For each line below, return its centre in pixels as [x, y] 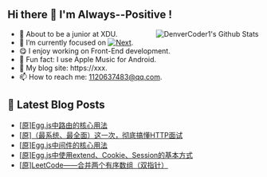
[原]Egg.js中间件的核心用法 [63, 145]
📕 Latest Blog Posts [56, 105]
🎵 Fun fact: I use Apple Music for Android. [88, 59]
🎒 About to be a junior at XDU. [68, 33]
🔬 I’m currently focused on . [76, 42]
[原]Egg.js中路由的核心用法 [63, 125]
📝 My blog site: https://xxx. [63, 68]
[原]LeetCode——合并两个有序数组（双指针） [94, 165]
